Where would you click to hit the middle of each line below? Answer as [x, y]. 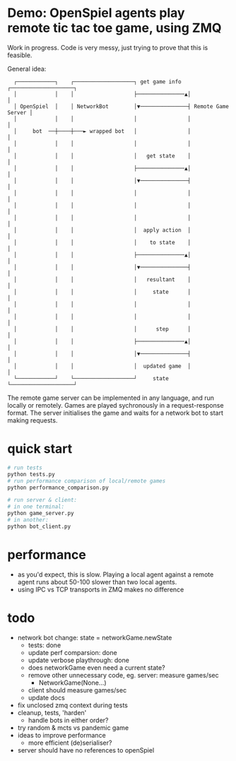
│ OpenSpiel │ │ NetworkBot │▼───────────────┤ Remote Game [122, 106]
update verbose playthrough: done [78, 660]
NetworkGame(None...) [73, 683]
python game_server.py [41, 514]
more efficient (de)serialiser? [70, 743]
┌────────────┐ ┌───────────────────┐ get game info [98, 82]
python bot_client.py [39, 526]
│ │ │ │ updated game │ [102, 366]
